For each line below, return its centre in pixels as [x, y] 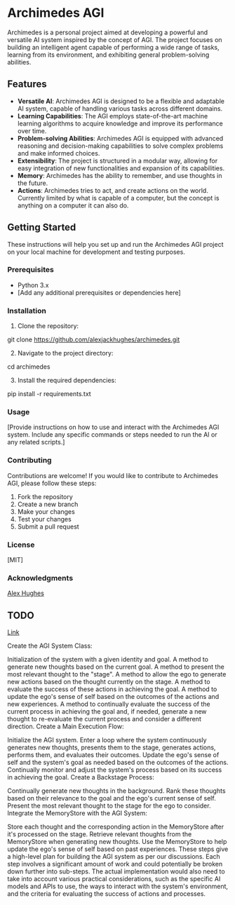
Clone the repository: [48, 326]
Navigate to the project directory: [65, 353]
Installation [27, 311]
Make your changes [46, 511]
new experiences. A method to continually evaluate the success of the [109, 704]
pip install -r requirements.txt [49, 394]
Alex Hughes [26, 593]
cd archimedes [29, 367]
